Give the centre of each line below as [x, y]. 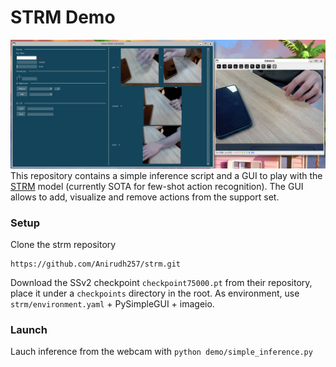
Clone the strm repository [63, 244]
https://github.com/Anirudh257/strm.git [96, 264]
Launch [29, 329]
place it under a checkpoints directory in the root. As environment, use [155, 293]
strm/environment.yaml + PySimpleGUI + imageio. [112, 303]
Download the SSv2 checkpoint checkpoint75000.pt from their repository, [161, 282]
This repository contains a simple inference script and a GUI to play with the [166, 175]
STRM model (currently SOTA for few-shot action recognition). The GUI [157, 186]
